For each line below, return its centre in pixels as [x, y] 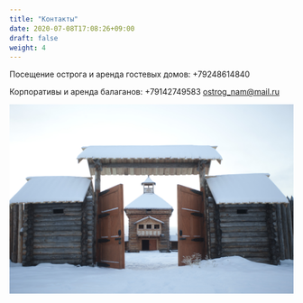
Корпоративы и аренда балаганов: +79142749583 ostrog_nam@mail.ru [144, 92]
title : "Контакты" [44, 19]
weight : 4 [28, 48]
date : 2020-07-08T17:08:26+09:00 [72, 28]
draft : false [34, 38]
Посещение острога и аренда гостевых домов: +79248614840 [130, 74]
